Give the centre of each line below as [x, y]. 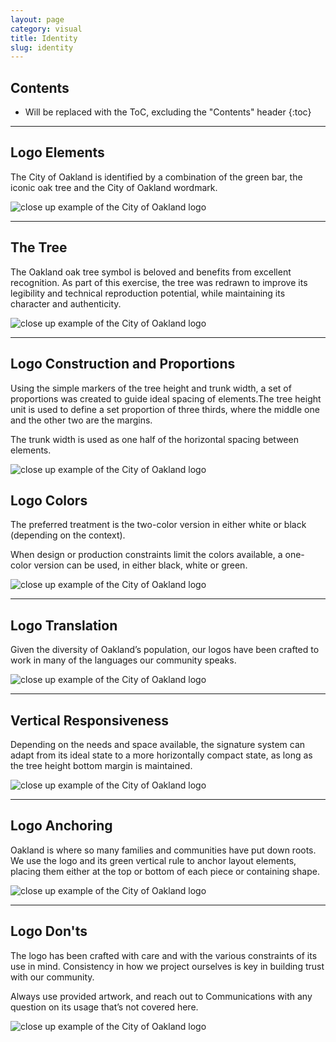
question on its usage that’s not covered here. [104, 1007]
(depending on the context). [68, 535]
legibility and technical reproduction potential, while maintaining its [148, 293]
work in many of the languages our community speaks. [123, 660]
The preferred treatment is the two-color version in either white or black [158, 525]
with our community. [52, 977]
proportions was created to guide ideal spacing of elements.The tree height [166, 398]
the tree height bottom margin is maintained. [101, 765]
